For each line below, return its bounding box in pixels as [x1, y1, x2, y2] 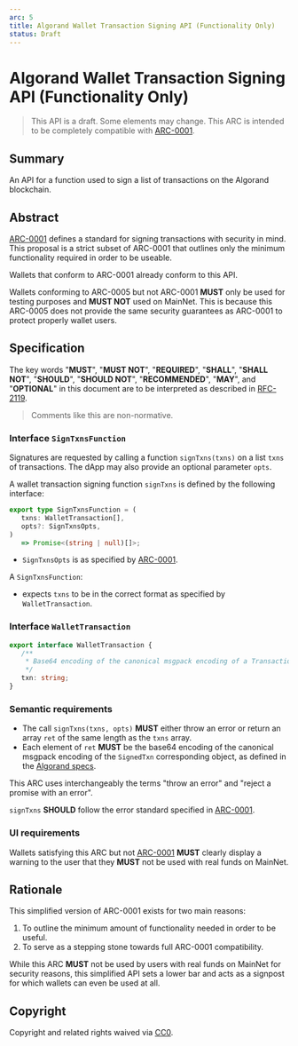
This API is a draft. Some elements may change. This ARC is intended [30, 116, 285, 127]
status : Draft [9, 29, 62, 38]
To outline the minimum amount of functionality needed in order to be [21, 923, 277, 933]
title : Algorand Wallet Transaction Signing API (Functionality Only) [9, 21, 276, 30]
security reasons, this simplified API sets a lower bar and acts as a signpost [9, 969, 286, 979]
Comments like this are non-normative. [30, 409, 174, 420]
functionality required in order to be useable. [9, 252, 173, 263]
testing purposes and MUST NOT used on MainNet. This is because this [9, 296, 273, 306]
